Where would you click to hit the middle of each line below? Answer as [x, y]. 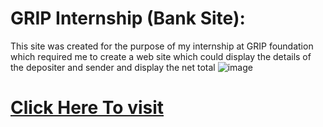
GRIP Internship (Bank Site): [128, 18]
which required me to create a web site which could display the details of [161, 56]
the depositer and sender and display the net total [113, 67]
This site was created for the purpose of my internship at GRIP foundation [162, 46]
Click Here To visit [87, 108]
